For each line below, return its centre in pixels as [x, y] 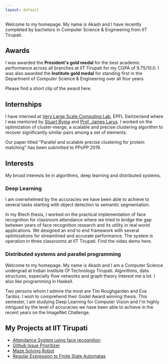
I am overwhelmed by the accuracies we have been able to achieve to [77, 200]
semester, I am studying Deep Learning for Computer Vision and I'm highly [82, 302]
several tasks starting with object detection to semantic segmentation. [78, 205]
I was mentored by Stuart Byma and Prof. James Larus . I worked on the [79, 122]
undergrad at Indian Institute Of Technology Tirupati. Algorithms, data [77, 270]
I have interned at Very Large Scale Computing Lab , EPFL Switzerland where [84, 117]
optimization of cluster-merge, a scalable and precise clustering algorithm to [84, 127]
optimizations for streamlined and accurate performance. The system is [79, 236]
